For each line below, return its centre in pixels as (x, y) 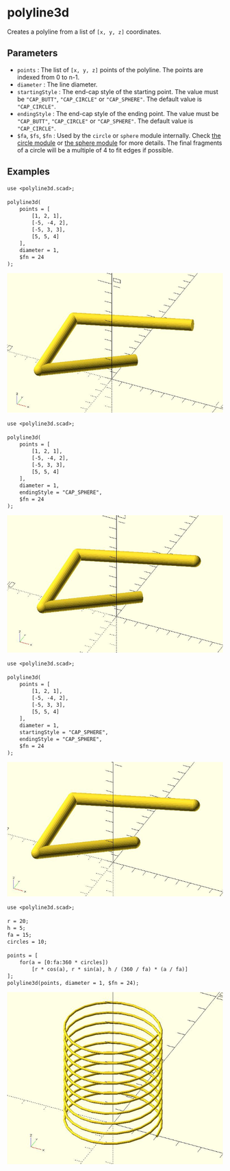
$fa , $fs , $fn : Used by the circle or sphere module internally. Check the (119, 135)
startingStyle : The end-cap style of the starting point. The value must (117, 91)
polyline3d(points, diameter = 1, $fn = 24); (73, 984)
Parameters (33, 53)
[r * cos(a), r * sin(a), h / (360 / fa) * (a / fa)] (110, 970)
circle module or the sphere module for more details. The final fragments (119, 143)
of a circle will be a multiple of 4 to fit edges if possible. (95, 150)
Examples (28, 172)
